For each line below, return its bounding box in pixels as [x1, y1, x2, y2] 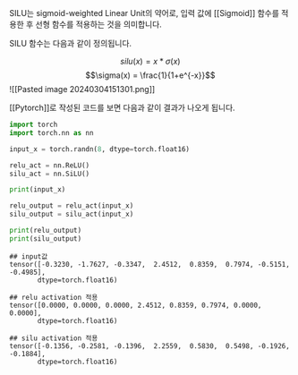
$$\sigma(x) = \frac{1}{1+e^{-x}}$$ [85, 70, 216, 81]
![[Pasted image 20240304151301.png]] [9, 84, 156, 94]
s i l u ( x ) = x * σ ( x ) [120, 56, 181, 66]
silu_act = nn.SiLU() [9, 169, 90, 178]
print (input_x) [9, 185, 66, 194]
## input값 [9, 251, 48, 261]
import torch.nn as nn [9, 128, 94, 137]
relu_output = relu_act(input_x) [9, 201, 134, 210]
